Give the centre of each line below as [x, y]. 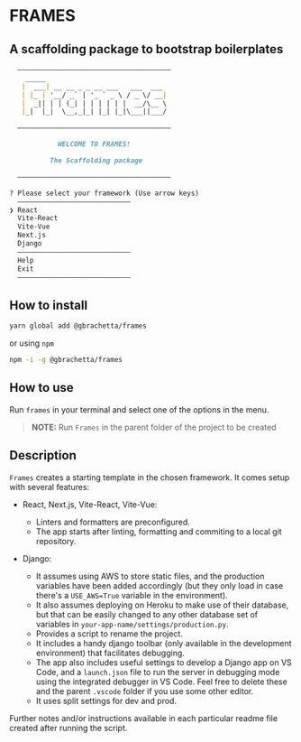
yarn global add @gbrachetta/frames [78, 326]
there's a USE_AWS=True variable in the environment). [132, 595]
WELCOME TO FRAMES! [94, 144]
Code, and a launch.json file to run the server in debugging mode [158, 672]
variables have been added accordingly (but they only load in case [160, 585]
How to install [49, 305]
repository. [56, 541]
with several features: [50, 487]
